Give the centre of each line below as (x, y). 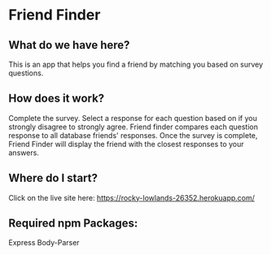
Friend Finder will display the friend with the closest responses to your (126, 144)
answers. (24, 153)
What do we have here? (69, 45)
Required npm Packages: (73, 224)
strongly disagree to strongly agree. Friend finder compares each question (133, 127)
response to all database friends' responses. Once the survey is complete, (133, 135)
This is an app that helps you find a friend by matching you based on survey (136, 64)
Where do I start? (53, 178)
